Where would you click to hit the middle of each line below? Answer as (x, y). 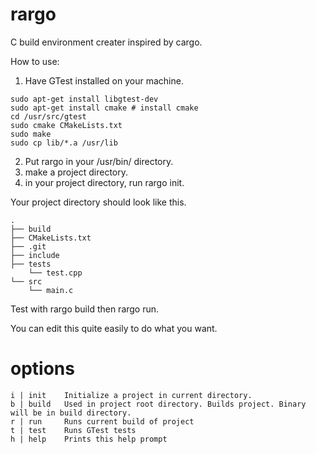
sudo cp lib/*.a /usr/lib (64, 143)
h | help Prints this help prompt (89, 439)
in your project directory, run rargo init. (104, 182)
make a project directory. (76, 172)
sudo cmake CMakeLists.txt (66, 125)
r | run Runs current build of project (102, 421)
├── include (35, 255)
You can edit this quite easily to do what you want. (114, 328)
